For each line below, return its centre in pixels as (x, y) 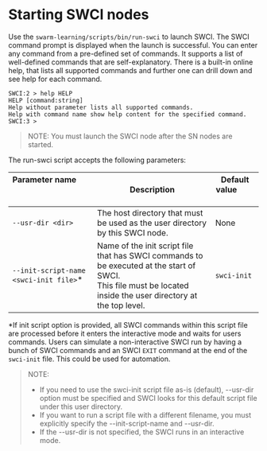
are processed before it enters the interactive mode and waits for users (125, 333)
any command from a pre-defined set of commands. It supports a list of (126, 53)
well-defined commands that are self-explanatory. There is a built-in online (131, 62)
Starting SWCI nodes (79, 15)
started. (41, 144)
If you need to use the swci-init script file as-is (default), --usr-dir (147, 389)
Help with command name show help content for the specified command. (128, 114)
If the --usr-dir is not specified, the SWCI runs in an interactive (142, 432)
